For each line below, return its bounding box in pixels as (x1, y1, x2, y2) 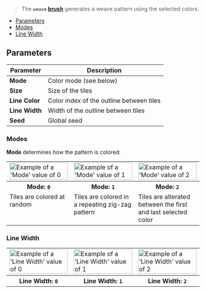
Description (86, 66, 122, 74)
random (9, 200, 32, 209)
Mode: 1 (91, 183, 115, 191)
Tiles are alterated (138, 192, 191, 201)
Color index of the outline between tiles (48, 96, 161, 105)
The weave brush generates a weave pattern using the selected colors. (21, 6, 199, 12)
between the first (138, 200, 188, 209)
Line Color (9, 96, 40, 105)
